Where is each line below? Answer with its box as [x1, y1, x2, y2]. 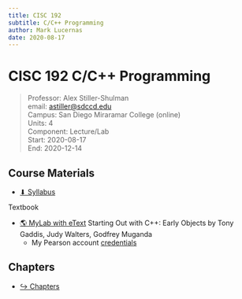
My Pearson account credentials [31, 238, 137, 247]
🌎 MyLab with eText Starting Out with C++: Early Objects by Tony [19, 218, 234, 227]
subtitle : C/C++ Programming [8, 19, 104, 27]
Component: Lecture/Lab [27, 127, 110, 136]
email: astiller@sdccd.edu [27, 102, 112, 111]
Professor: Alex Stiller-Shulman [27, 94, 129, 103]
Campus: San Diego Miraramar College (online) [27, 110, 181, 120]
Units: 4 [27, 119, 54, 128]
